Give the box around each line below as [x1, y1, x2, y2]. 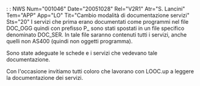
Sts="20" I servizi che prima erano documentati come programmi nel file [6, 18, 189, 25]
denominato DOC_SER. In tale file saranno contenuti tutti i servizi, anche [6, 31, 187, 38]
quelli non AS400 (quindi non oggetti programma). [6, 38, 133, 45]
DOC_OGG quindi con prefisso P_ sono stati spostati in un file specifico [6, 24, 185, 32]
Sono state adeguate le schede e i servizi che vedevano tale [6, 49, 157, 57]
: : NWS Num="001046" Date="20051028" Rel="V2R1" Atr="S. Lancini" [6, 5, 185, 12]
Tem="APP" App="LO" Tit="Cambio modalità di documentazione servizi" [6, 12, 190, 19]
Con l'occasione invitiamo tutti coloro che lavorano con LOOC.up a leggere [6, 68, 194, 75]
